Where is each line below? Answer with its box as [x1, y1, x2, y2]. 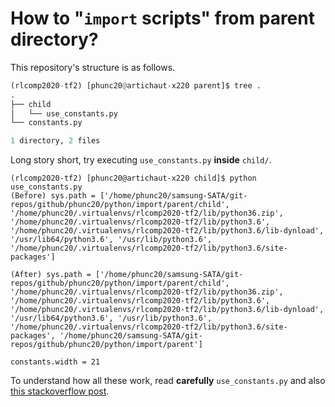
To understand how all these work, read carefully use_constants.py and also [10, 375, 326, 387]
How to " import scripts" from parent [10, 7, 315, 30]
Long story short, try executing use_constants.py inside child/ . [10, 154, 272, 166]
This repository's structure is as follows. [10, 61, 176, 73]
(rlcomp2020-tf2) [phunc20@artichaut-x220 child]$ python [10, 173, 257, 184]
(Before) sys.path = [10, 191, 97, 201]
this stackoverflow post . [10, 385, 110, 397]
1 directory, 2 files [10, 136, 101, 146]
